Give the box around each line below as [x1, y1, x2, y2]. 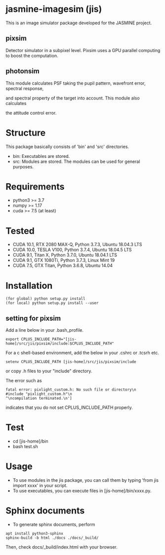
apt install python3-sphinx [5, 531, 64, 536]
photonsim [5, 67, 40, 75]
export [5, 337, 19, 342]
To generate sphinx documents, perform [12, 521, 95, 527]
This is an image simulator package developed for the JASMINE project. [5, 20, 152, 26]
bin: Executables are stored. [12, 153, 70, 159]
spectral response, [5, 85, 44, 91]
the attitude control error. [5, 110, 57, 116]
